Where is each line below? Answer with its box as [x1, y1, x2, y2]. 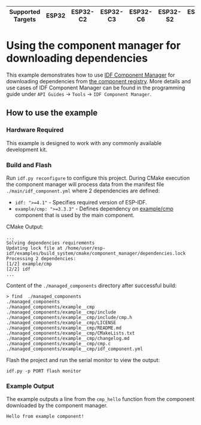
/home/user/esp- [65, 245, 106, 251]
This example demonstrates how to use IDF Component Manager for [6, 71, 175, 79]
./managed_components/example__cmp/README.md [6, 325, 121, 331]
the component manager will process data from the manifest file [6, 180, 165, 188]
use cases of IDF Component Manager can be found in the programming [6, 84, 185, 91]
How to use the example [6, 108, 98, 118]
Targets [13, 15, 36, 23]
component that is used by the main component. [14, 211, 135, 218]
